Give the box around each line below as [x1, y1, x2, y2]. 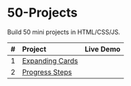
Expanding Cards [21, 55, 78, 65]
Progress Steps [21, 67, 72, 77]
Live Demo [85, 44, 121, 53]
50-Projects [7, 5, 78, 21]
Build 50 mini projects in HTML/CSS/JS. [7, 28, 121, 36]
